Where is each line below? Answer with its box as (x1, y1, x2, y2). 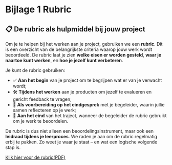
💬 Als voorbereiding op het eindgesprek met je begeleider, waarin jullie (12, 102, 165, 107)
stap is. (5, 144, 21, 150)
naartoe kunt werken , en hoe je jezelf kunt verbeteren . (5, 58, 123, 63)
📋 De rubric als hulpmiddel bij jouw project (5, 25, 145, 33)
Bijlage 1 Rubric (5, 4, 72, 15)
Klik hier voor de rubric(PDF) (5, 154, 66, 160)
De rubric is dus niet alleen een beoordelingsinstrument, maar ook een (5, 128, 154, 134)
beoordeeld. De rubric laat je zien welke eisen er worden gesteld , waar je (5, 52, 162, 58)
